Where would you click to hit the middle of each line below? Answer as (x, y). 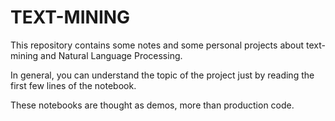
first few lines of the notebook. (73, 85)
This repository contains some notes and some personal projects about (157, 45)
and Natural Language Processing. (111, 55)
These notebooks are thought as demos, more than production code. (152, 105)
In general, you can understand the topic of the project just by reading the (162, 75)
